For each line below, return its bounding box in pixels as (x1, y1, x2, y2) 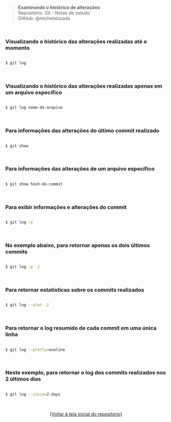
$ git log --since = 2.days (5, 392, 60, 397)
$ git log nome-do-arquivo (5, 105, 63, 110)
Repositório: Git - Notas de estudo (17, 10, 91, 16)
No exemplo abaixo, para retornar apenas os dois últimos (5, 242, 150, 249)
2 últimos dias (5, 375, 41, 383)
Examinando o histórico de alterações (17, 5, 100, 10)
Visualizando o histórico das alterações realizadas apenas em (5, 83, 163, 90)
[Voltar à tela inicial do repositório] (50, 411, 122, 417)
